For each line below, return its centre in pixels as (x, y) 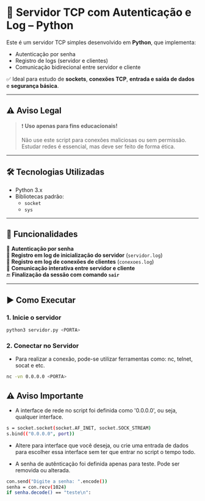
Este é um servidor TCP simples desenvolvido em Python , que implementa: (101, 42)
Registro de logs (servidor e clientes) (62, 60)
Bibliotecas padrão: (39, 196)
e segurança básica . (33, 85)
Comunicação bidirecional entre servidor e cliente (78, 67)
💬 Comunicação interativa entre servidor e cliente (71, 269)
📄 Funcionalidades (42, 234)
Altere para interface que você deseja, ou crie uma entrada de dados (102, 445)
